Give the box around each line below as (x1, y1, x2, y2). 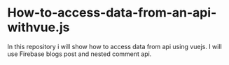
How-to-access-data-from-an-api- (7, 5, 217, 21)
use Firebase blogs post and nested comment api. (7, 50, 152, 58)
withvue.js (7, 19, 70, 35)
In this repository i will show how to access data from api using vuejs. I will (7, 42, 222, 50)
